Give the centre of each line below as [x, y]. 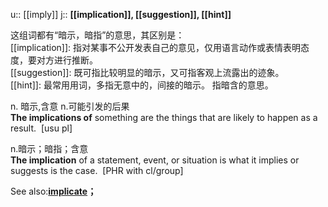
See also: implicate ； [53, 191]
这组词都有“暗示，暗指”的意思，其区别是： [97, 35]
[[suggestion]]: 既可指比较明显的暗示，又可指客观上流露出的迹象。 [147, 72]
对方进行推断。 [67, 60]
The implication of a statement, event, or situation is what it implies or [155, 160]
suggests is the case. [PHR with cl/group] [97, 170]
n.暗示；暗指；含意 [49, 148]
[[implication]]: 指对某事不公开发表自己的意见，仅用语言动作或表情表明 [156, 47]
